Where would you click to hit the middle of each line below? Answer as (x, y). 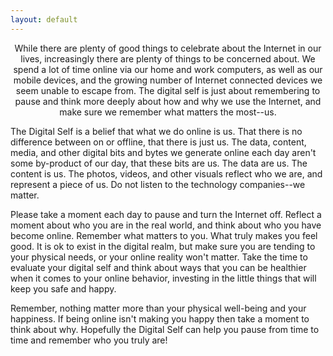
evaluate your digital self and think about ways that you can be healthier (158, 267)
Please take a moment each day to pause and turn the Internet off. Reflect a (166, 214)
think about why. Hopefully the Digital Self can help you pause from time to (165, 329)
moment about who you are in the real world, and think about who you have (166, 225)
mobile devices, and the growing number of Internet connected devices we (168, 80)
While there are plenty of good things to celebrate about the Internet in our (168, 48)
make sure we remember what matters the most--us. (168, 112)
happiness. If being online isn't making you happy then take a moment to (160, 318)
